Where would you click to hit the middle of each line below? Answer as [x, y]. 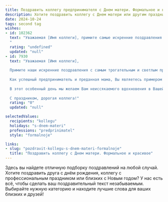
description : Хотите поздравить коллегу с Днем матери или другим [76, 14]
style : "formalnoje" [31, 135]
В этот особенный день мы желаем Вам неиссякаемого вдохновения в [80, 89]
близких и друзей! [24, 194]
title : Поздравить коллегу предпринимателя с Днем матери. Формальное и [82, 10]
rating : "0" [22, 103]
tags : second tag [23, 24]
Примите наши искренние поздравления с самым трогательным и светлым [83, 70]
